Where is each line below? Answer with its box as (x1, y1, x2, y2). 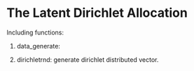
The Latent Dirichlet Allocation (6, 5, 188, 21)
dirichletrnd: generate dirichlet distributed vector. (16, 55, 159, 64)
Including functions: (6, 28, 64, 37)
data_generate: (16, 41, 61, 50)
